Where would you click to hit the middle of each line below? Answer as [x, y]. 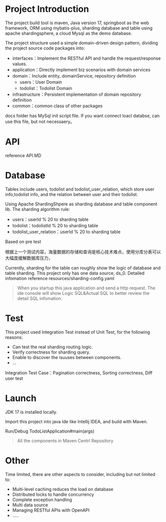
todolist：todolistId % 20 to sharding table [55, 225]
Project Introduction [47, 9]
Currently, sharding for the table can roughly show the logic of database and [83, 268]
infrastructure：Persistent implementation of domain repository [77, 94]
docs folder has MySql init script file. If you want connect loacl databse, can [82, 116]
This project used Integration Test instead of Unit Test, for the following [78, 332]
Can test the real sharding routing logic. [52, 347]
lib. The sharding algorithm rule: [38, 209]
